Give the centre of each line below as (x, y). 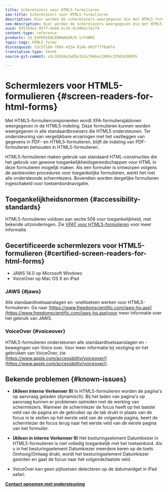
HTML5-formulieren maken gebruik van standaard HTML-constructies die (81, 157)
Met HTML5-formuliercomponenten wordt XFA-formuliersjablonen (73, 121)
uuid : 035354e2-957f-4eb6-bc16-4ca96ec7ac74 (52, 29)
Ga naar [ (41, 308)
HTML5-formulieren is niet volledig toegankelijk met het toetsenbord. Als (87, 443)
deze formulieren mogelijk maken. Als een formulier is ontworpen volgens (81, 168)
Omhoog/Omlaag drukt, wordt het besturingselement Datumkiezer (80, 454)
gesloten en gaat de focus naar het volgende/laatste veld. (72, 459)
